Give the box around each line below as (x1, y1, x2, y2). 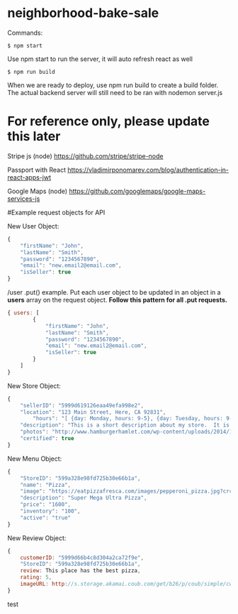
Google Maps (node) (7, 187, 68, 195)
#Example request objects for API (7, 208, 106, 216)
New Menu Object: (7, 454, 62, 463)
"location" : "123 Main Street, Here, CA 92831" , (20, 408, 166, 416)
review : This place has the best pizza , (20, 567, 141, 574)
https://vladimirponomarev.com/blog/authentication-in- (67, 165, 229, 174)
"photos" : (20, 428, 50, 436)
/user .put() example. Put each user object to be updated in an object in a (7, 288, 221, 296)
